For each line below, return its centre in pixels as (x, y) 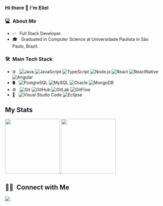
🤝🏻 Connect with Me (37, 187)
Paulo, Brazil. (25, 46)
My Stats (19, 110)
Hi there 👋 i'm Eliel (27, 8)
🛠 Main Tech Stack (29, 59)
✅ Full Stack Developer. (37, 34)
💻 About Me (21, 21)
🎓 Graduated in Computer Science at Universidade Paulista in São (80, 39)
